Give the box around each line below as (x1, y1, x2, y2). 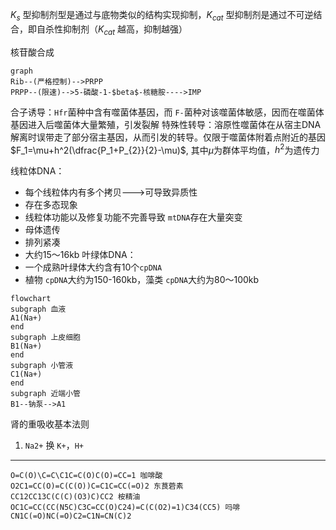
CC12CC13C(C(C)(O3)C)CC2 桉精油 (10, 492, 141, 502)
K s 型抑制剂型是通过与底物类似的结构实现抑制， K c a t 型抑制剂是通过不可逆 (10, 9, 314, 23)
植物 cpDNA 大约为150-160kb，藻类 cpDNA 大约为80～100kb (24, 274, 260, 286)
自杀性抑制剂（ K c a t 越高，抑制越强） (36, 23, 188, 37)
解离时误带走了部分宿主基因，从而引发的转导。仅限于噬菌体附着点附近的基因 (10, 131, 326, 143)
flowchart (10, 294, 52, 304)
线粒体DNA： (10, 165, 65, 177)
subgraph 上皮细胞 (10, 333, 81, 343)
